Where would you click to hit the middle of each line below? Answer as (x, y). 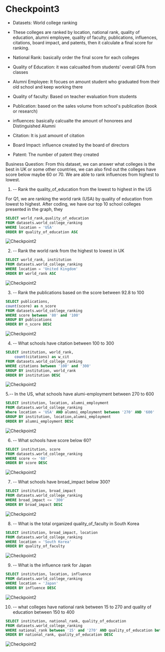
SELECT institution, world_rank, (40, 353)
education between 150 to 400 (44, 612)
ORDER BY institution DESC (33, 375)
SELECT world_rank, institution (38, 260)
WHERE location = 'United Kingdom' (42, 269)
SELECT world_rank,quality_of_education (47, 218)
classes (20, 72)
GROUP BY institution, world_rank (41, 370)
